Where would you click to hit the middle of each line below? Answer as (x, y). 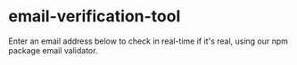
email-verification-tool (95, 16)
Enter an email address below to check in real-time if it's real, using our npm (148, 41)
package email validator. (53, 50)
